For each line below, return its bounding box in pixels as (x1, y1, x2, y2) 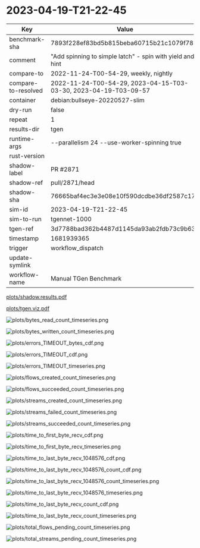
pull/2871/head (50, 178, 95, 187)
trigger (9, 244, 29, 252)
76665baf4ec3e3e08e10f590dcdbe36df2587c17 (50, 191, 196, 200)
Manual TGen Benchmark (50, 274, 122, 282)
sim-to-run (9, 215, 42, 223)
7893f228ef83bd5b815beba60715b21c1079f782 (50, 39, 198, 47)
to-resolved (9, 86, 43, 95)
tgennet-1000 (50, 215, 92, 223)
